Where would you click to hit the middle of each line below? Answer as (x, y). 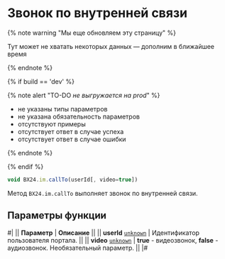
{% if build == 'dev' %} (41, 81)
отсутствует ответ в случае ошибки (72, 139)
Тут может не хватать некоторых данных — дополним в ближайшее (111, 46)
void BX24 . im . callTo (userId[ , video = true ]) (73, 180)
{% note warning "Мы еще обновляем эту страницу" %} (92, 33)
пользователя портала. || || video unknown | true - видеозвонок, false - (113, 240)
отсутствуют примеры (52, 124)
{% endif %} (26, 166)
